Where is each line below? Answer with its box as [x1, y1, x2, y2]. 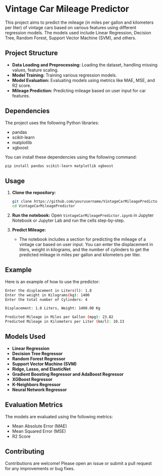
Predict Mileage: [12, 227, 46, 232]
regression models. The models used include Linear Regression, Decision [5, 30, 151, 35]
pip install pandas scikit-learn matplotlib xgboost [5, 164, 114, 168]
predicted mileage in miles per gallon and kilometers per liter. [19, 252, 141, 258]
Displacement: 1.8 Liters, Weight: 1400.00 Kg [5, 306, 101, 311]
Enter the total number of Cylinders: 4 [5, 297, 88, 302]
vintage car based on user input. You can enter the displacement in [19, 242, 153, 247]
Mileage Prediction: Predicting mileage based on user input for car [12, 87, 146, 93]
